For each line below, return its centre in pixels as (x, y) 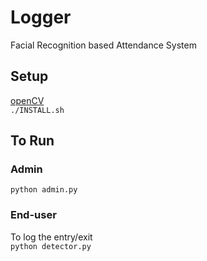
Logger (41, 17)
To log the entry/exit (51, 237)
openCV (27, 100)
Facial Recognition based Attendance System (103, 45)
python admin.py (44, 190)
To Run (32, 141)
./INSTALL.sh (37, 110)
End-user (33, 215)
